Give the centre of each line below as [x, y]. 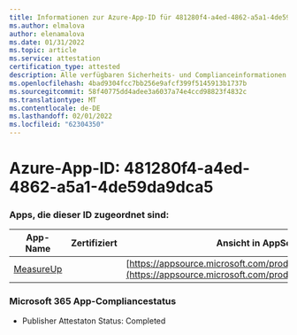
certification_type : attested [65, 67]
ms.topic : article [43, 51]
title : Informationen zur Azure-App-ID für [91, 17]
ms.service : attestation [55, 58]
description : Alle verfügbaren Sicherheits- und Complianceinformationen [148, 75]
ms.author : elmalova [47, 26]
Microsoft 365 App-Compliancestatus [93, 301]
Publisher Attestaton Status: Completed [94, 321]
